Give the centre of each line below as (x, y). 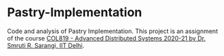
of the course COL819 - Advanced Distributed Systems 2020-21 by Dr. (107, 38)
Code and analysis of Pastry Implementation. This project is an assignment (112, 31)
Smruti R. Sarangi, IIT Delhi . (46, 45)
